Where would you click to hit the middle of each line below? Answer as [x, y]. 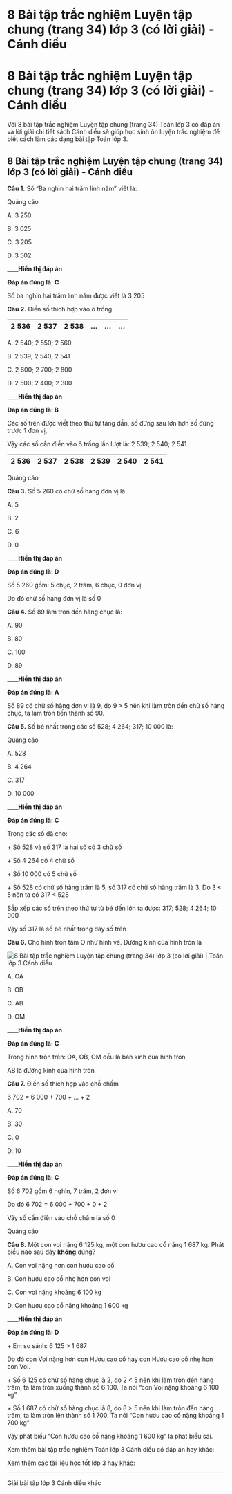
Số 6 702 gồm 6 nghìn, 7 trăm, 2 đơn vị [63, 1191]
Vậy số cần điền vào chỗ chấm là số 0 [61, 1217]
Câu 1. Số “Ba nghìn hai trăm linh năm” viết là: [72, 188]
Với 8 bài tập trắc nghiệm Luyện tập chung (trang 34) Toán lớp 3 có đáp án [114, 125]
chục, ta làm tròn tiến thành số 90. [56, 713]
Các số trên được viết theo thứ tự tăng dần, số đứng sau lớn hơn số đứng [110, 423]
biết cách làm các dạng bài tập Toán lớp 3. [68, 139]
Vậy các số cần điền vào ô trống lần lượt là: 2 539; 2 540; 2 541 [97, 444]
